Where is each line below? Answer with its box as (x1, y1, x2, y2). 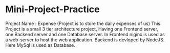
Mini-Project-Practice (5, 4, 100, 15)
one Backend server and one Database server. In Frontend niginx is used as (5, 31, 165, 37)
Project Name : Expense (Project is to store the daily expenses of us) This (5, 20, 160, 26)
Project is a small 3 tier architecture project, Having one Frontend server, (5, 25, 159, 32)
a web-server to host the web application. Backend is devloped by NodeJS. (5, 37, 165, 43)
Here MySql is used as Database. (5, 42, 76, 48)
